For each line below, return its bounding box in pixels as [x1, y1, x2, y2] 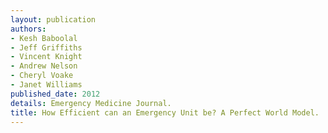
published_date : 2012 [10, 89, 101, 99]
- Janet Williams [10, 80, 83, 90]
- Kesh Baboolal [10, 33, 78, 43]
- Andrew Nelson [10, 61, 78, 71]
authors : [10, 24, 47, 34]
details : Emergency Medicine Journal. [10, 98, 172, 108]
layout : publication [10, 14, 97, 25]
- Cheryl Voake [10, 71, 74, 81]
